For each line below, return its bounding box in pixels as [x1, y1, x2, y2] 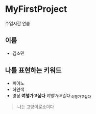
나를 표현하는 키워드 [5, 66, 62, 75]
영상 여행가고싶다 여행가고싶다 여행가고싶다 [12, 92, 92, 100]
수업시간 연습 [5, 20, 30, 26]
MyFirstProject [5, 3, 67, 15]
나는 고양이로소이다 [17, 104, 54, 110]
